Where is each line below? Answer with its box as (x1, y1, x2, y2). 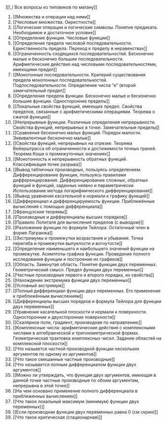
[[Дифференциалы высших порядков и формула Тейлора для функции (12, 299, 162, 304)
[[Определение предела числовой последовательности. (12, 40, 132, 46)
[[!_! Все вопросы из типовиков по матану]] (5, 4, 97, 10)
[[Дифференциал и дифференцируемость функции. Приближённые (12, 198, 155, 204)
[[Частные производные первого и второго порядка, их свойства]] (12, 272, 155, 278)
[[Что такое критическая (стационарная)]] (12, 414, 102, 420)
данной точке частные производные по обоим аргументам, (12, 377, 140, 383)
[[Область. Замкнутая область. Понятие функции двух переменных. (12, 261, 157, 267)
